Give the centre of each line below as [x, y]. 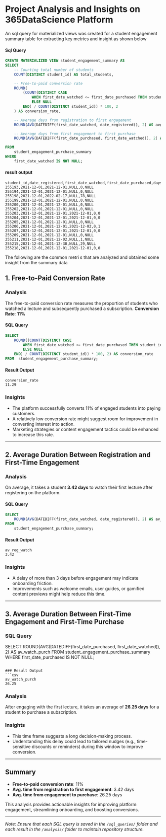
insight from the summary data [36, 262]
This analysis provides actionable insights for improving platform [71, 804]
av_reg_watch [19, 550]
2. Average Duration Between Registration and [78, 455]
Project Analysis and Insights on [73, 9]
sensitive [21, 747]
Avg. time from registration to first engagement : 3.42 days [73, 789]
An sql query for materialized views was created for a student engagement [81, 33]
